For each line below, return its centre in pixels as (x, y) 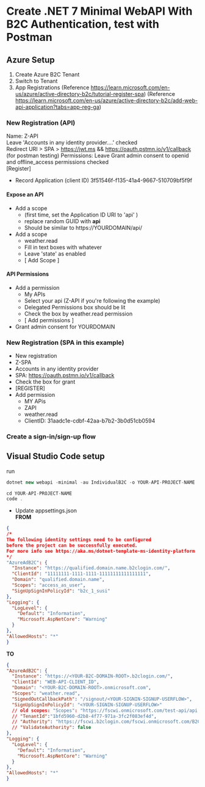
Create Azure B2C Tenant (47, 74)
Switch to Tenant (36, 81)
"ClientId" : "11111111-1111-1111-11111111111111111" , (81, 574)
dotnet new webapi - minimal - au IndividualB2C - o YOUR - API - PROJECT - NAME (101, 482)
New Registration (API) (41, 122)
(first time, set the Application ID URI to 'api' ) (81, 215)
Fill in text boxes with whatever (63, 247)
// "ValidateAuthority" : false (52, 728)
